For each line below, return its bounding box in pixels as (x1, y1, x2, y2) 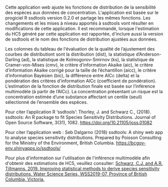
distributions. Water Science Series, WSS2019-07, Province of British (5, 171, 147, 177)
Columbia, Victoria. (5, 176, 45, 182)
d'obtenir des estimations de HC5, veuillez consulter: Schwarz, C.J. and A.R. (5, 160, 163, 166)
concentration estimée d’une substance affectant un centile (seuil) (5, 94, 142, 100)
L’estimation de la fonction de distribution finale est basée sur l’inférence (5, 83, 155, 89)
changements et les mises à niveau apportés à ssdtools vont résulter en (5, 20, 154, 26)
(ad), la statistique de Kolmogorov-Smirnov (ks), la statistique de (21, 57, 154, 62)
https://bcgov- (116, 140, 146, 146)
